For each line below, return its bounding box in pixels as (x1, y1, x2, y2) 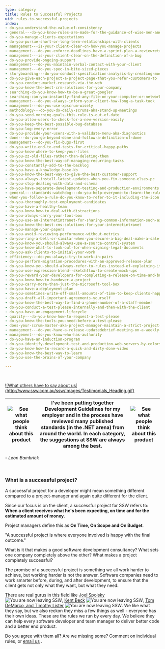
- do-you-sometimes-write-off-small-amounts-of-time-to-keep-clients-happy (5, 291, 164, 296)
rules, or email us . (5, 638, 43, 644)
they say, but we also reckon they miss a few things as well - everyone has (5, 608, 156, 614)
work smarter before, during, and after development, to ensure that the (5, 577, 149, 584)
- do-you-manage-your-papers (5, 227, 65, 232)
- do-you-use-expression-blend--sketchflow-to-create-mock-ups (5, 268, 137, 273)
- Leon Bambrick (5, 455, 39, 461)
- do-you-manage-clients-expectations (5, 35, 84, 40)
